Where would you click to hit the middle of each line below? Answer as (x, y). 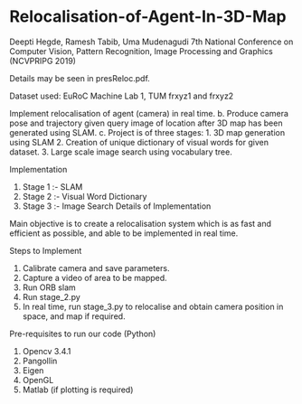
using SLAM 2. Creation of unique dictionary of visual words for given (139, 142)
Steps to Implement (46, 250)
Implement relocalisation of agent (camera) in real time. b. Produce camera (149, 113)
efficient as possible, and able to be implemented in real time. (124, 233)
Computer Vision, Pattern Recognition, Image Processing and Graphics (141, 51)
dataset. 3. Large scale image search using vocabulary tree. (121, 152)
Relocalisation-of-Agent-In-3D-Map (148, 17)
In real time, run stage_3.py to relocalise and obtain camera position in (153, 306)
